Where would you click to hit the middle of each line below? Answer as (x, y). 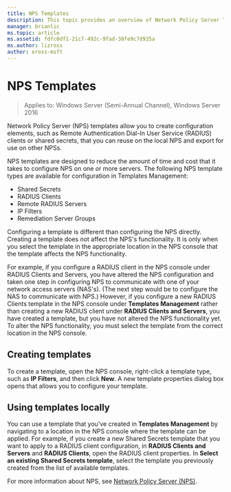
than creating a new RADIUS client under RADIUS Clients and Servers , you (113, 311)
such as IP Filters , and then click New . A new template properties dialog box (115, 378)
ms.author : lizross (35, 45)
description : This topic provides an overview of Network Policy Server (113, 20)
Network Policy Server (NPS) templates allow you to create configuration (110, 125)
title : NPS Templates (38, 13)
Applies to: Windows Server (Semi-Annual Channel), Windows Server (122, 105)
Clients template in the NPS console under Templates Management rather (112, 303)
